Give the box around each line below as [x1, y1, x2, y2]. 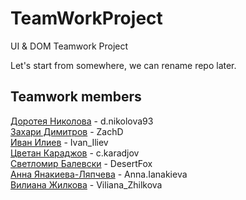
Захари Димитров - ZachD [10, 125, 124, 137]
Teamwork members [10, 88, 142, 106]
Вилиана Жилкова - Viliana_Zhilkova [10, 178, 163, 191]
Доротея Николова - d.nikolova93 [10, 115, 154, 127]
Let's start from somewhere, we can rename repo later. [10, 59, 237, 71]
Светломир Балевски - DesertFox [10, 157, 153, 169]
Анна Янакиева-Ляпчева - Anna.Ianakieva [10, 168, 188, 180]
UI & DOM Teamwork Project [10, 40, 129, 52]
